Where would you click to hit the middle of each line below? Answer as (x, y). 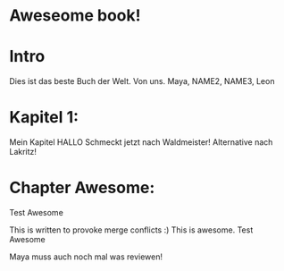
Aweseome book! (75, 16)
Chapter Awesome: (82, 188)
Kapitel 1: (44, 118)
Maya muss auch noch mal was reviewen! (86, 257)
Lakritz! (23, 152)
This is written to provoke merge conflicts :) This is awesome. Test (131, 230)
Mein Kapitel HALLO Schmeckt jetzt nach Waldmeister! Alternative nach (141, 142)
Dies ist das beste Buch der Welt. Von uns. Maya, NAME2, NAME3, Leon (142, 81)
